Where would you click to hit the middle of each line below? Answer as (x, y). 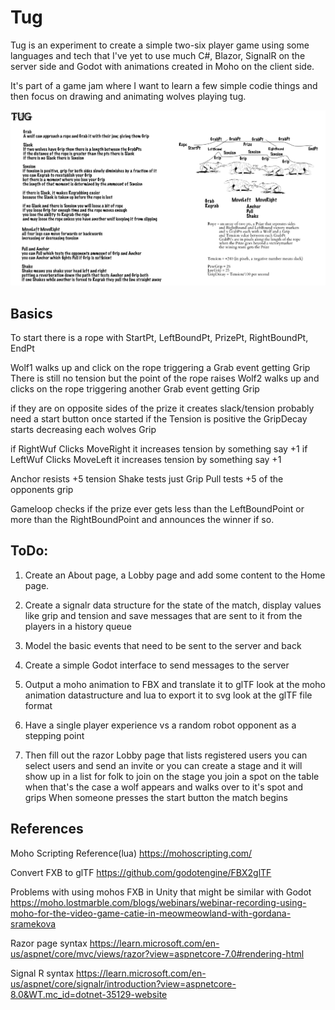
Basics (31, 313)
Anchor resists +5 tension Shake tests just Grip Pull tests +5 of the (147, 479)
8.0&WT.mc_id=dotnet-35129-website (89, 994)
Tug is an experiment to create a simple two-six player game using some (160, 45)
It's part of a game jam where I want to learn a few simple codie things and (164, 85)
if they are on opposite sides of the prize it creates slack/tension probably (162, 408)
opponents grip (42, 490)
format (38, 705)
